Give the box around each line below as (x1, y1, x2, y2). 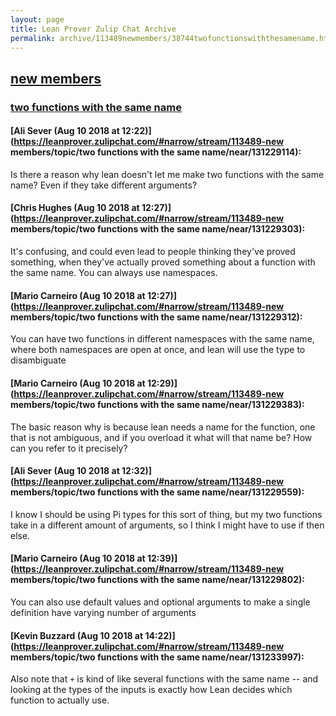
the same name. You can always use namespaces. (10, 267, 218, 279)
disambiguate (10, 354, 67, 366)
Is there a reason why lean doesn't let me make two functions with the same (10, 168, 325, 180)
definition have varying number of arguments (10, 606, 197, 618)
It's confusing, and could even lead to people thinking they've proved (10, 246, 296, 258)
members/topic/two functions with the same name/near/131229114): (10, 146, 302, 158)
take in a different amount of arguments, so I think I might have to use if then (10, 519, 325, 531)
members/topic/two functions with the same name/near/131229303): (10, 223, 306, 235)
